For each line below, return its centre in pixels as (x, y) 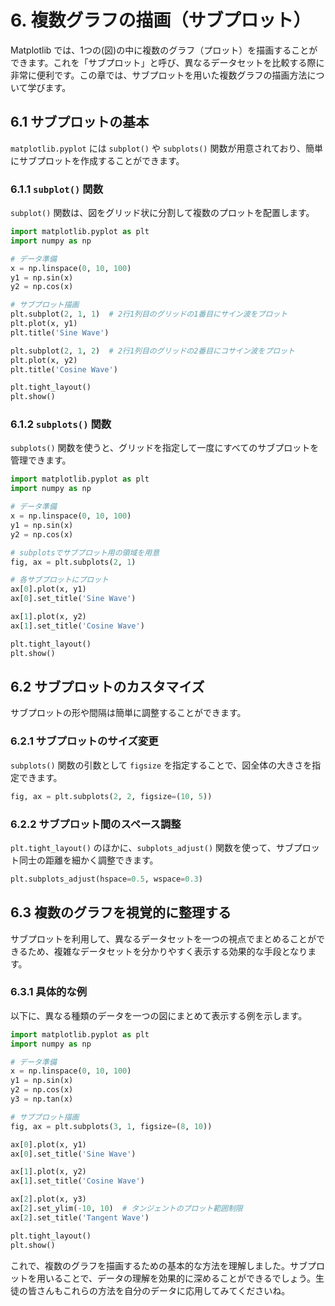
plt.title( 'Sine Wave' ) (60, 332)
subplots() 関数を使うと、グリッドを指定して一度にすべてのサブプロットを (165, 448)
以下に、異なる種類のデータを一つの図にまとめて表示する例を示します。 (159, 1015)
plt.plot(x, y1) (44, 324)
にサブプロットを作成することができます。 (97, 160)
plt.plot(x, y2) (44, 360)
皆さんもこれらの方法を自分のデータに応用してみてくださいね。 (159, 1290)
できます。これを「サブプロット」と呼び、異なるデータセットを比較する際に (167, 62)
